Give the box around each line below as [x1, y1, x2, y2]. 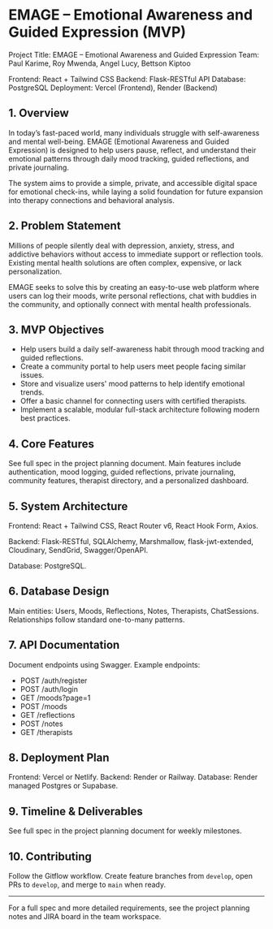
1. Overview [8, 106, 69, 120]
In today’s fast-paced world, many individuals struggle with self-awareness [8, 127, 260, 137]
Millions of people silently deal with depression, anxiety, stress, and [8, 240, 235, 250]
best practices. [19, 413, 71, 423]
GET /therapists [19, 727, 73, 737]
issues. [19, 370, 45, 380]
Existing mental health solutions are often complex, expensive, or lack [8, 257, 242, 267]
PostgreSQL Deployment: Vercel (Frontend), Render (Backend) [8, 83, 218, 93]
